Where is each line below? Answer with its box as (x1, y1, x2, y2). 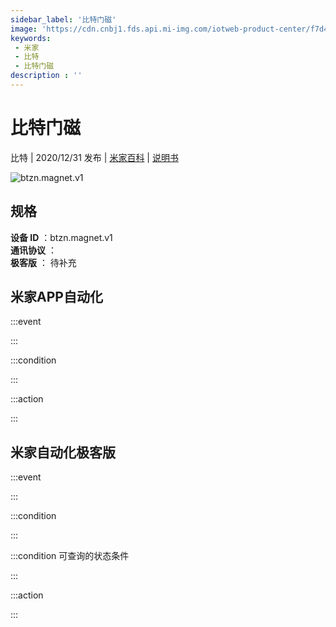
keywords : (10, 33, 52, 43)
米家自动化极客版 (10, 444, 116, 461)
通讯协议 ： (10, 244, 57, 256)
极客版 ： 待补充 (10, 256, 77, 268)
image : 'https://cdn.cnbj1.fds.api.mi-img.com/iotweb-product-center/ (10, 24, 311, 34)
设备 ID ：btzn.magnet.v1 (10, 231, 113, 243)
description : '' (10, 71, 83, 81)
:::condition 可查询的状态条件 (10, 550, 130, 562)
